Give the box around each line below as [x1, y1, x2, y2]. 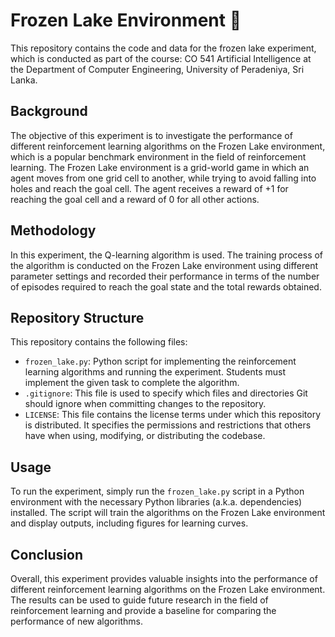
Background [10, 103, 88, 120]
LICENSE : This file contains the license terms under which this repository [24, 409, 322, 421]
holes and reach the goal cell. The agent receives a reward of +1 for [10, 182, 289, 194]
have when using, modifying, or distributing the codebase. [24, 430, 266, 442]
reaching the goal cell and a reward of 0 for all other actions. [10, 193, 260, 205]
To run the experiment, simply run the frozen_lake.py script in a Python [10, 485, 305, 498]
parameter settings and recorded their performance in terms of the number [10, 270, 320, 282]
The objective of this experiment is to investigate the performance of [10, 129, 293, 141]
